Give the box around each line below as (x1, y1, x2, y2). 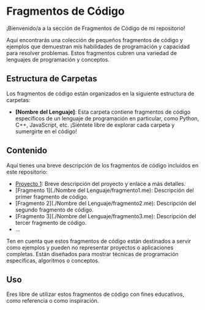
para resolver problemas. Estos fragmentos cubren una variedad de (6, 49, 177, 56)
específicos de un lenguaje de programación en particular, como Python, (15, 114, 199, 122)
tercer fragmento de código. (15, 219, 87, 226)
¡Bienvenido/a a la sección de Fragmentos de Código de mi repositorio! (6, 24, 185, 32)
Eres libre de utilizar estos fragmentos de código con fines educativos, (6, 290, 185, 298)
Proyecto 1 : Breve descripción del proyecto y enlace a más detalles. (15, 180, 186, 187)
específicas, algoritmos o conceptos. (6, 257, 100, 264)
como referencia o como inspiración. (6, 297, 99, 304)
